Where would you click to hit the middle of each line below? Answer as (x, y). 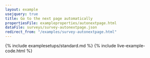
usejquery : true (21, 14)
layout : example (21, 9)
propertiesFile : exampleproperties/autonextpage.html (61, 23)
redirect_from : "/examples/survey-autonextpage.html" (61, 32)
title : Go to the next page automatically (49, 18)
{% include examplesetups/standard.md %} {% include (61, 46)
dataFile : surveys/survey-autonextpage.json (51, 28)
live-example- (131, 46)
